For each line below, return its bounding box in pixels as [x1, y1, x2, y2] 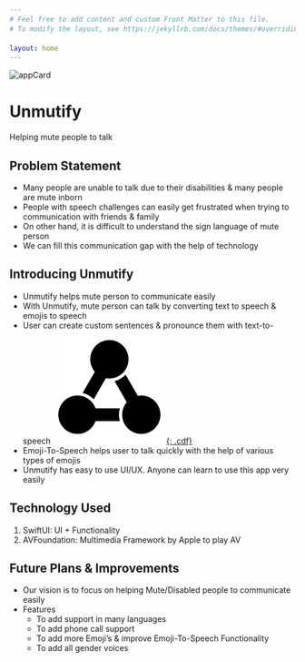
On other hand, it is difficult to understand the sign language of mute [22, 221, 280, 231]
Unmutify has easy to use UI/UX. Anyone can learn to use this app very [22, 464, 290, 475]
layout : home [9, 44, 59, 53]
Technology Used [9, 501, 112, 516]
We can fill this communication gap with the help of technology [22, 240, 259, 250]
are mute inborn [22, 192, 84, 202]
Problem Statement [9, 158, 122, 173]
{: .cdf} [166, 435, 192, 446]
